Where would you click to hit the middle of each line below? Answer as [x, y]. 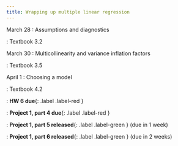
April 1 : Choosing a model [39, 77]
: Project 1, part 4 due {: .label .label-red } [58, 113]
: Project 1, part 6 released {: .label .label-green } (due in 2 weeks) [89, 136]
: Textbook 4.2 [24, 89]
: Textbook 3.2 [24, 41]
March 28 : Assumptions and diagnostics [58, 29]
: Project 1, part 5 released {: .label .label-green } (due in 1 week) [87, 125]
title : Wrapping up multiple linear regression [68, 12]
